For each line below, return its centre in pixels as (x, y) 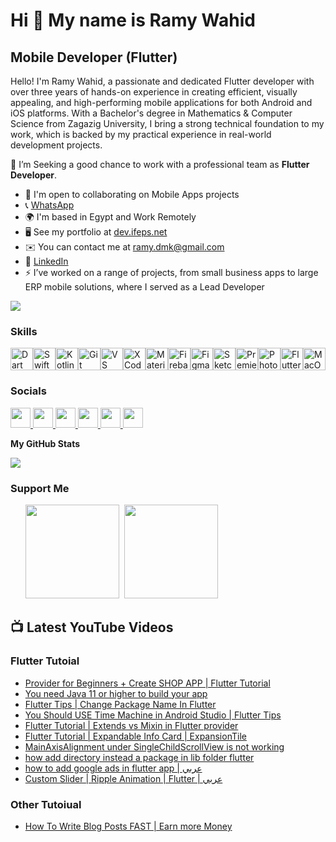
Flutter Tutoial (45, 661)
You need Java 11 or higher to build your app (116, 693)
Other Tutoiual (46, 804)
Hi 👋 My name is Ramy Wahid (133, 20)
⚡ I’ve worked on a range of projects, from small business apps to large (171, 272)
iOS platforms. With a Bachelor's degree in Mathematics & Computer (151, 113)
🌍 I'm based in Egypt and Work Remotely (110, 217)
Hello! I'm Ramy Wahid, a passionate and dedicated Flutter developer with (162, 81)
